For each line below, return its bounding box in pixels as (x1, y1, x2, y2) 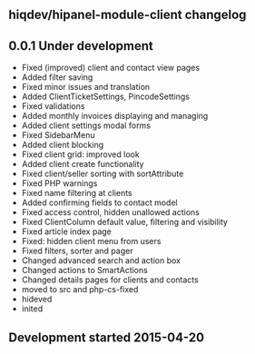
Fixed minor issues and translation (21, 82, 151, 93)
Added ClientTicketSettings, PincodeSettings (21, 91, 190, 103)
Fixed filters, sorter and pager (21, 245, 133, 257)
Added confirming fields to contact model (21, 197, 178, 208)
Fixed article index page (21, 226, 113, 237)
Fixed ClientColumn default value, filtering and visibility (21, 217, 229, 228)
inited (21, 303, 44, 314)
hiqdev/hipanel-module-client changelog (8, 7, 247, 23)
